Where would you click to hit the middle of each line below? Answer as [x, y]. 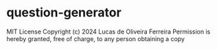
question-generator [64, 13]
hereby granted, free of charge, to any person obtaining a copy [95, 38]
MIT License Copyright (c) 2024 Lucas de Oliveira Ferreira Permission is [108, 32]
